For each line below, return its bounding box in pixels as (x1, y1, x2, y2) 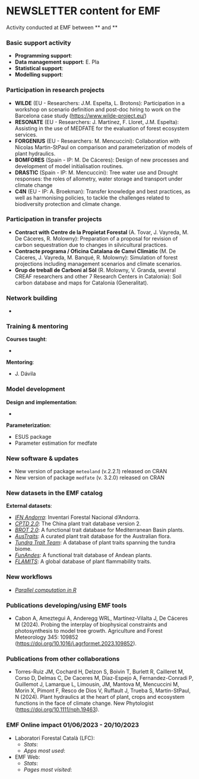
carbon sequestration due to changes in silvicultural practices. (14, 241, 168, 248)
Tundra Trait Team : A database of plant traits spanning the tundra (14, 539, 176, 546)
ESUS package (14, 433, 52, 440)
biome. (14, 545, 32, 553)
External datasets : (6, 502, 52, 509)
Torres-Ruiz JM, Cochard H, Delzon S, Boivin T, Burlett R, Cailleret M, (14, 668, 185, 675)
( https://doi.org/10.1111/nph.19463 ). (14, 706, 100, 713)
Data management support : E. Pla (14, 58, 100, 66)
